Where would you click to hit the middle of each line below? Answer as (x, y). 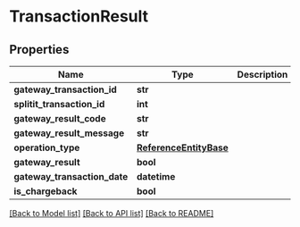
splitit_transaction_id (59, 104)
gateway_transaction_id (66, 89)
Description (262, 75)
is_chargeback (46, 191)
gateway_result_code (60, 118)
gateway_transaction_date (71, 177)
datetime (156, 177)
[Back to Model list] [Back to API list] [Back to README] (112, 213)
